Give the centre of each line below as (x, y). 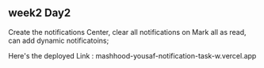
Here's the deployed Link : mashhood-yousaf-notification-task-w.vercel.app (132, 55)
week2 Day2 (40, 13)
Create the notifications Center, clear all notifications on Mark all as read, (128, 32)
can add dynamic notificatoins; (59, 40)
